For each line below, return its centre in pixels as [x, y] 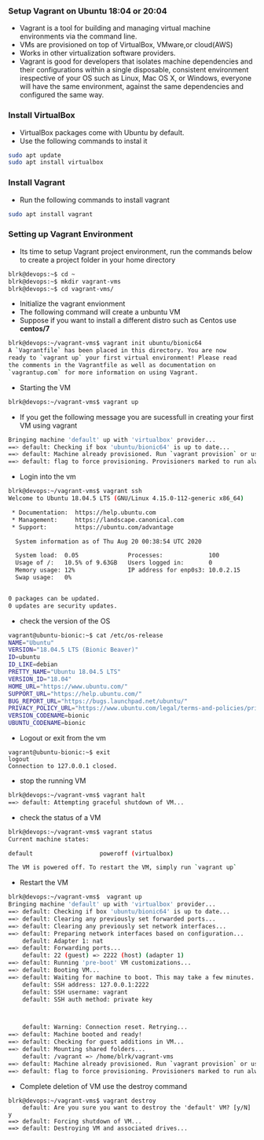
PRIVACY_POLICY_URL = [42, 708]
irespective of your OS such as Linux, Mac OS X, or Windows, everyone [136, 78]
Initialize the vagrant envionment [72, 303]
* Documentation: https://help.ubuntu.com [84, 513]
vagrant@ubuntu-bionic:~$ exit [59, 752]
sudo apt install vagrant [50, 214]
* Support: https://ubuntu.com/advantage [93, 527]
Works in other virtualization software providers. [97, 53]
